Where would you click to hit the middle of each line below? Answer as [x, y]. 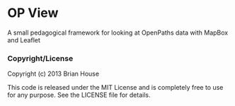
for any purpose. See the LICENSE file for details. [79, 95]
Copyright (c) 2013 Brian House [53, 74]
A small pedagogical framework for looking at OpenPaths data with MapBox [118, 33]
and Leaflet [24, 40]
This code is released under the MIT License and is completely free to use [115, 88]
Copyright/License [40, 58]
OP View [33, 13]
